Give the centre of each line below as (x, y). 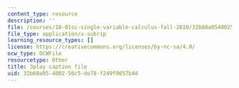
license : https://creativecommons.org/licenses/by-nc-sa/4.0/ (101, 47)
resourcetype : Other (38, 60)
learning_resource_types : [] (51, 40)
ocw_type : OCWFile (34, 54)
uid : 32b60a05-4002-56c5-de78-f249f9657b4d (73, 73)
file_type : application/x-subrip (57, 34)
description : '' (31, 21)
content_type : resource (43, 14)
